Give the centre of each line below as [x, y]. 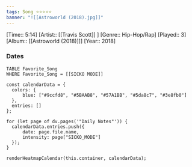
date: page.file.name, [51, 132]
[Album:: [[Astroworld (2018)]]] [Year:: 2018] [61, 41]
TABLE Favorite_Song [32, 69]
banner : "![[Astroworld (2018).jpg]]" [55, 17]
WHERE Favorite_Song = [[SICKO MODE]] [55, 74]
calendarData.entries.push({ [48, 127]
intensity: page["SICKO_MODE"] [61, 137]
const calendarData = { [36, 85]
